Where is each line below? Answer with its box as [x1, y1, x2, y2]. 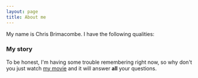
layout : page [6, 8, 38, 15]
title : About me [6, 14, 46, 20]
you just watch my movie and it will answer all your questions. [6, 64, 157, 71]
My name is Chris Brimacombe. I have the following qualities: [6, 30, 155, 37]
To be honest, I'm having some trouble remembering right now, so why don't [6, 58, 192, 66]
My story [6, 45, 33, 53]
